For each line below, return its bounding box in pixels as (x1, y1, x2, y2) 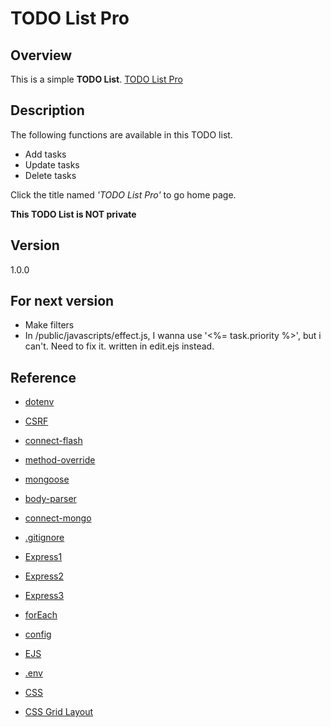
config (24, 628, 52, 641)
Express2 (24, 570, 64, 582)
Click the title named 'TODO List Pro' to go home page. (10, 188, 237, 201)
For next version (10, 293, 115, 310)
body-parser (24, 493, 77, 505)
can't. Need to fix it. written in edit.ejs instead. (24, 340, 215, 352)
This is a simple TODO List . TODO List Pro (10, 73, 183, 85)
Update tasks (24, 158, 80, 171)
